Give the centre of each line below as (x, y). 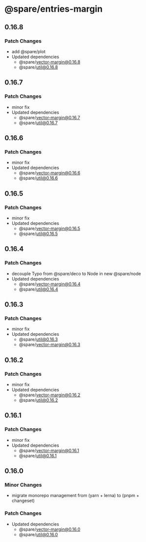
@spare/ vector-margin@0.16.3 (50, 345)
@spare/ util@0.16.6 (38, 178)
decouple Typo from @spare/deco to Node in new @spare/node (76, 273)
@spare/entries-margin (54, 9)
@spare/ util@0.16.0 (38, 534)
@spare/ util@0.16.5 (38, 234)
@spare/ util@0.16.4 (38, 289)
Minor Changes (23, 485)
